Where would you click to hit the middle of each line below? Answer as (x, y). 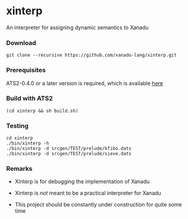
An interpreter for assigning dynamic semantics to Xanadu (77, 27)
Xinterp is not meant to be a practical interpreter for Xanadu (88, 193)
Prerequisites (26, 70)
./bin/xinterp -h (28, 143)
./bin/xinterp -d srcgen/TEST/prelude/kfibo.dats (69, 149)
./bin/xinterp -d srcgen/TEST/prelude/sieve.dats (69, 154)
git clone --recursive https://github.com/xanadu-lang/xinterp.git (92, 55)
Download (21, 43)
